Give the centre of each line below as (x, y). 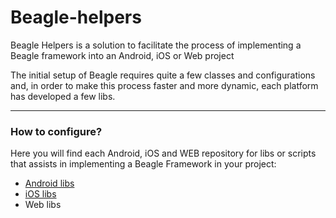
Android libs (49, 183)
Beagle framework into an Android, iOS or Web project (122, 55)
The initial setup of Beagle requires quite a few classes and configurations (163, 75)
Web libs (43, 205)
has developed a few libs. (63, 96)
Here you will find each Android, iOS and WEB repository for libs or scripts (163, 153)
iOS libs (40, 194)
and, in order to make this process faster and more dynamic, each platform (164, 85)
